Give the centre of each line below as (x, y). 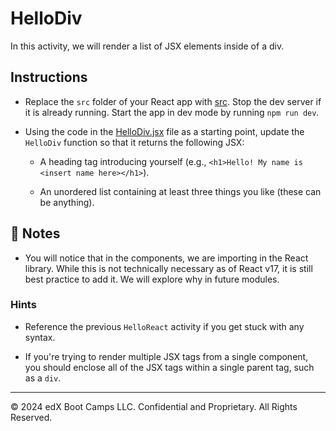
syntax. (40, 337)
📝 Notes (35, 233)
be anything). (67, 202)
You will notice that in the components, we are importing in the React (166, 258)
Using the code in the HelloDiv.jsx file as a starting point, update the (164, 131)
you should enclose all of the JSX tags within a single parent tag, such (169, 367)
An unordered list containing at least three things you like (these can (180, 191)
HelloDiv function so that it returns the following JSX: (134, 142)
